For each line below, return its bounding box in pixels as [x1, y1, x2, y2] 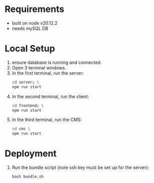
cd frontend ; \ [11, 103, 44, 108]
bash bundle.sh [11, 174, 44, 179]
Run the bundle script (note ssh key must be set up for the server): [11, 164, 149, 170]
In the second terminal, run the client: [11, 93, 89, 99]
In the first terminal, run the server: [11, 70, 84, 76]
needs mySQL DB [11, 25, 48, 31]
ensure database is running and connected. [11, 59, 102, 65]
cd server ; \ [11, 79, 39, 84]
